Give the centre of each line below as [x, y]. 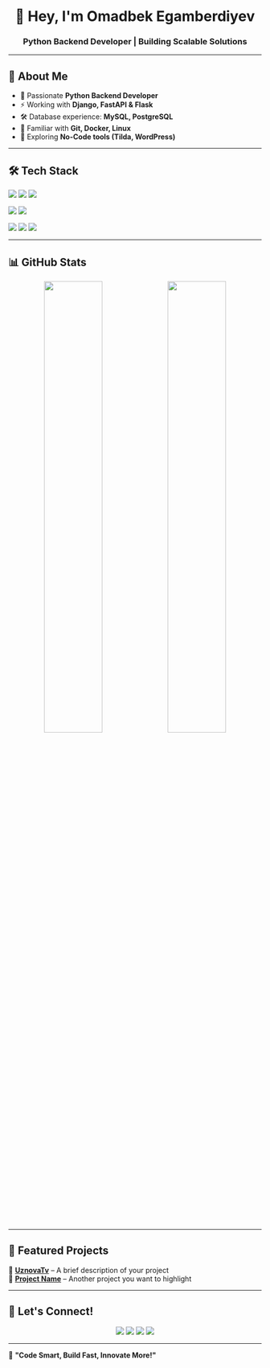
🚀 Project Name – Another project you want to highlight [100, 1279]
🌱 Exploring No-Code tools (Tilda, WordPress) [98, 137]
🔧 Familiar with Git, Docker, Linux [75, 129]
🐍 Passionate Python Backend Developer [89, 96]
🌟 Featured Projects [59, 1251]
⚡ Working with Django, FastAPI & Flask [86, 105]
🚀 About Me [38, 76]
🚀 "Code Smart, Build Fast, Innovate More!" [82, 1355]
